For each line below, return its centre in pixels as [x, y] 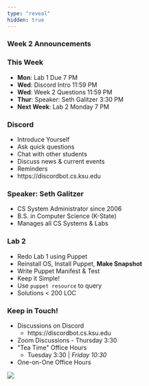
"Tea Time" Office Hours [52, 347]
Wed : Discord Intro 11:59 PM [57, 85]
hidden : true [26, 20]
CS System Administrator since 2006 [69, 209]
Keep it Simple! [38, 278]
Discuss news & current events [61, 162]
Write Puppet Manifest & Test [58, 271]
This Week [25, 63]
